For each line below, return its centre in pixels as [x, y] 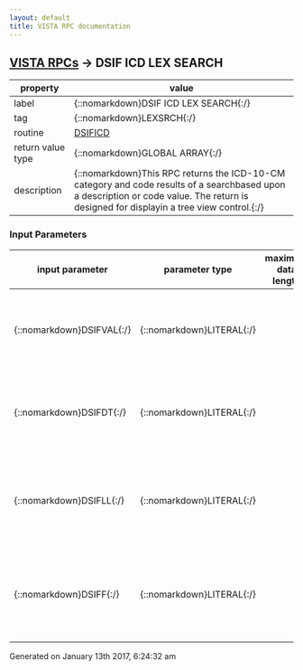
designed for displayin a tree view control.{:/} [169, 207]
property [40, 89]
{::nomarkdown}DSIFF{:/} [67, 594]
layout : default [40, 18]
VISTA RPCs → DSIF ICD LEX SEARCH [116, 63]
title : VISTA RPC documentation [70, 26]
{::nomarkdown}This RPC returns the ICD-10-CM [179, 174]
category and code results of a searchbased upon [179, 184]
